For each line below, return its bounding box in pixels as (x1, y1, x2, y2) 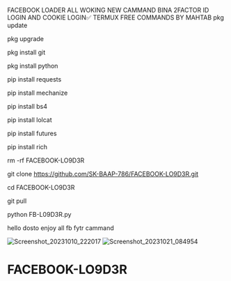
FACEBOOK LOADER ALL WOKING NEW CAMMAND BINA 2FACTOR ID (7, 6, 209, 14)
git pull (7, 197, 27, 205)
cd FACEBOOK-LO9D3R (7, 183, 75, 191)
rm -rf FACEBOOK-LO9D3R (7, 156, 85, 165)
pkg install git (7, 48, 46, 56)
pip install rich (7, 143, 47, 151)
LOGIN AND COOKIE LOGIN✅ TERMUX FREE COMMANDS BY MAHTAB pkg (7, 13, 225, 22)
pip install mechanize (7, 89, 68, 97)
